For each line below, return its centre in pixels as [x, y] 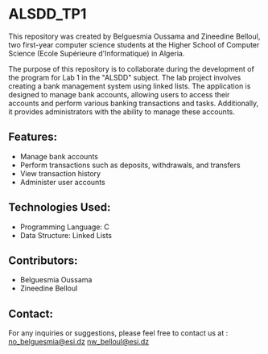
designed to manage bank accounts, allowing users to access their [119, 94]
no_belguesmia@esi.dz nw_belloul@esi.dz [79, 342]
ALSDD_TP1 [47, 14]
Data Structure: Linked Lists [66, 235]
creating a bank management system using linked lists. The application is [130, 86]
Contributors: [43, 260]
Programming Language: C [65, 227]
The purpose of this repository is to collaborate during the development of [132, 68]
